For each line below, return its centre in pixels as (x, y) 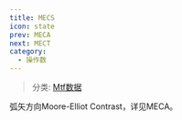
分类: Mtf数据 (57, 87)
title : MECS (32, 18)
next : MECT (30, 43)
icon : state (32, 26)
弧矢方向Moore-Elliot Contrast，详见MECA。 (94, 106)
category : (28, 52)
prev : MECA (30, 35)
